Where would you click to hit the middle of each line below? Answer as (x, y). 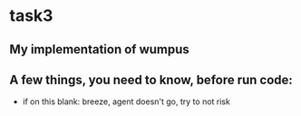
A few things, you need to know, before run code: (151, 79)
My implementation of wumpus (100, 49)
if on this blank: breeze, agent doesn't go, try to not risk (126, 101)
